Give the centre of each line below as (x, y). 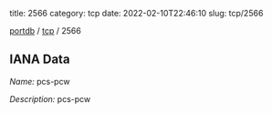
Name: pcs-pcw (40, 81)
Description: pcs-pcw (50, 98)
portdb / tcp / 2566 (46, 31)
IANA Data (40, 60)
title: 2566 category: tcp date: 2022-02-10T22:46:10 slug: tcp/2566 (136, 13)
